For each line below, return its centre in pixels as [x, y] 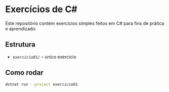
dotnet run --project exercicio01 [42, 84]
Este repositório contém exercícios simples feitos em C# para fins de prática [85, 23]
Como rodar [25, 73]
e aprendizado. [21, 28]
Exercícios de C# [41, 9]
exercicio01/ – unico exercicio [45, 57]
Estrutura [20, 45]
